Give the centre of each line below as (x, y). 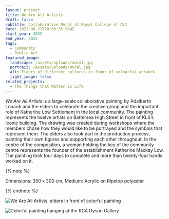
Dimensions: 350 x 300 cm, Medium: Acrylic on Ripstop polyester (75, 181)
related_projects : (25, 82)
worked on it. (19, 161)
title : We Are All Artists (34, 15)
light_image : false (31, 77)
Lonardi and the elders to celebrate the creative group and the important (82, 106)
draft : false (19, 19)
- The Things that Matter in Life (47, 86)
